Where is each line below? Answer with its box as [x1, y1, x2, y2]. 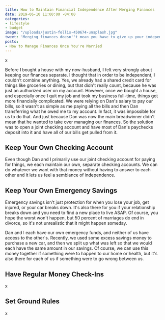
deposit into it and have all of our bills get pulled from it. [5, 129, 118, 135]
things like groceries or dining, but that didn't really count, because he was [5, 82, 157, 88]
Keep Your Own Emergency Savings [5, 186, 117, 194]
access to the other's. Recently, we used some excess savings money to [5, 235, 152, 241]
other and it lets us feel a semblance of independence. [5, 172, 115, 178]
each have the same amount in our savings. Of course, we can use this [5, 245, 149, 251]
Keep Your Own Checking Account [5, 143, 113, 152]
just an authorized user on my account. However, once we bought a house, [5, 87, 157, 93]
